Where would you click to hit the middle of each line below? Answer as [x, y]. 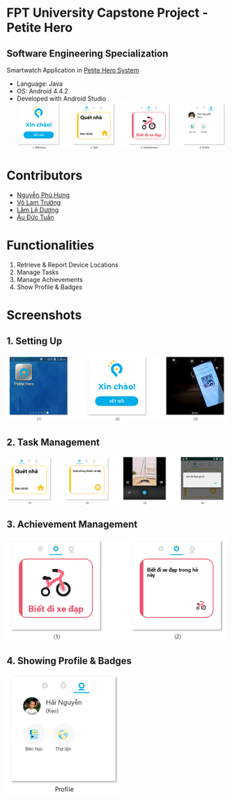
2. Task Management [53, 442]
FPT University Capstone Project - [107, 13]
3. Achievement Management [72, 525]
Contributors [45, 176]
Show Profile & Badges [49, 287]
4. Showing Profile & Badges [69, 661]
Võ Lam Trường [39, 202]
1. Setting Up [34, 341]
